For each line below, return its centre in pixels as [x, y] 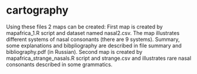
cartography [37, 10]
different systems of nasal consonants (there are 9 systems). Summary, [93, 39]
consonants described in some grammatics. [60, 64]
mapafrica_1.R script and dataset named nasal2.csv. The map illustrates [93, 33]
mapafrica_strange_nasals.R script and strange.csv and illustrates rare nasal [99, 58]
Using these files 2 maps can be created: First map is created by [85, 27]
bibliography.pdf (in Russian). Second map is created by [74, 52]
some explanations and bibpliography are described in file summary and [94, 46]
